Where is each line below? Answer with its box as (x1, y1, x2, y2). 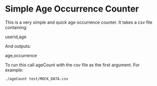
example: (5, 67, 23, 73)
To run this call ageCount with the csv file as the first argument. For (5, 62, 140, 68)
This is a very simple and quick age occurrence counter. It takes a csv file (5, 19, 153, 25)
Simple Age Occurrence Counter (5, 3, 140, 14)
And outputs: (5, 43, 31, 49)
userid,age (5, 34, 27, 40)
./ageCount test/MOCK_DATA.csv (5, 76, 69, 81)
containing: (5, 24, 28, 30)
